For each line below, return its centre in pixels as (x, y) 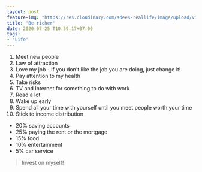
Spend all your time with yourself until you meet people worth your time (104, 108)
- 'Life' (18, 40)
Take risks (28, 82)
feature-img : (23, 17)
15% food (27, 138)
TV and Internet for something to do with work (73, 88)
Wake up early (33, 101)
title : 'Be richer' (31, 23)
